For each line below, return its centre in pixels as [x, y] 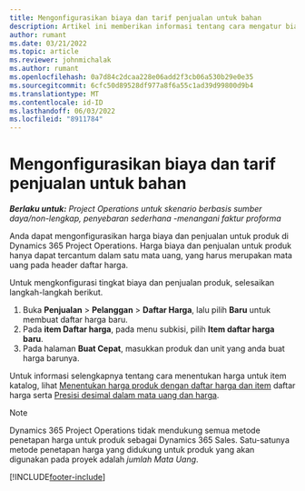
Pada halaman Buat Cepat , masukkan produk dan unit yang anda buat [154, 349]
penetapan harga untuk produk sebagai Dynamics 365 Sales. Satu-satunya [150, 440]
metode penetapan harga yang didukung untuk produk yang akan [132, 450]
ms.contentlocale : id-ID [56, 102]
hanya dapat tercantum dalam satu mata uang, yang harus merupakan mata [151, 256]
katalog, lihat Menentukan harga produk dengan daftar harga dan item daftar [152, 386]
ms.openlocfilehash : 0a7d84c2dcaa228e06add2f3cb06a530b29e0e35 [132, 77]
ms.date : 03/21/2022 [49, 43]
